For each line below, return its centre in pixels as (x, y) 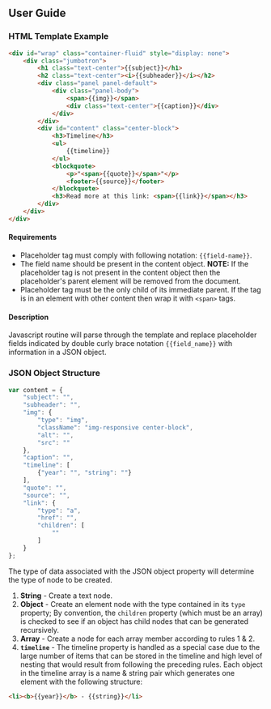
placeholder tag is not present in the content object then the (120, 273)
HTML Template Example (59, 36)
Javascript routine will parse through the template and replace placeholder (133, 335)
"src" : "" (54, 442)
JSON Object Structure (55, 374)
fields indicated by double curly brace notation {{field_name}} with (121, 344)
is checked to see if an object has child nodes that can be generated (134, 621)
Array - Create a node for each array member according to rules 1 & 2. (138, 639)
